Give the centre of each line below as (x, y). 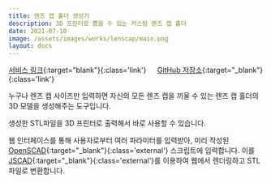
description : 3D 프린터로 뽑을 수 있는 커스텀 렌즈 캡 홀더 (97, 23)
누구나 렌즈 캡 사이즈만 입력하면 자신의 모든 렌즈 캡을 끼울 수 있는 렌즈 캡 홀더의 (134, 96)
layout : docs (30, 46)
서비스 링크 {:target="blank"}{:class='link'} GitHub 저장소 (105, 70)
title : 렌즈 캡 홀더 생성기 (49, 16)
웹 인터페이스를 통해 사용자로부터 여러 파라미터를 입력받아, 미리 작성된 (119, 140)
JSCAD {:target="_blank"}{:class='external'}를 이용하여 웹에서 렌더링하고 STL (135, 161)
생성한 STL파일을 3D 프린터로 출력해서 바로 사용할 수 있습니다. (108, 123)
